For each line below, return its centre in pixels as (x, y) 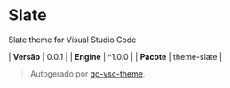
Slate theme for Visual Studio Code (72, 40)
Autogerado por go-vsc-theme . (87, 73)
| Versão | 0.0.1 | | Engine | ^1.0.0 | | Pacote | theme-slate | (115, 56)
